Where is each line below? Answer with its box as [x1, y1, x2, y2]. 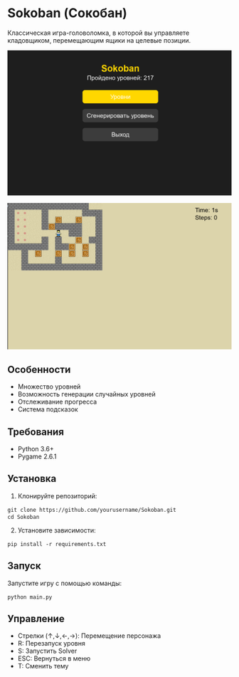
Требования [7, 426, 64, 438]
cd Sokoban [7, 513, 40, 520]
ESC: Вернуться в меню [17, 654, 91, 663]
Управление [7, 612, 65, 624]
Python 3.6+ [17, 444, 55, 453]
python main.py [7, 593, 53, 601]
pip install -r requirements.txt [7, 540, 107, 547]
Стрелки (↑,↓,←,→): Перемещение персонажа [17, 631, 161, 640]
